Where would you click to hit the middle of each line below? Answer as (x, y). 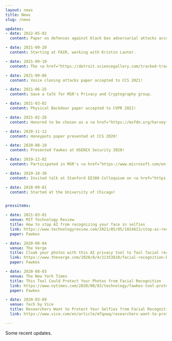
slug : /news (18, 19)
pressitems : (18, 206)
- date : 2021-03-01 (26, 215)
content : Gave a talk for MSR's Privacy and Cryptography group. (81, 94)
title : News (18, 15)
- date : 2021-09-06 (26, 75)
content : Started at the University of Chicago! (63, 192)
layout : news (19, 10)
